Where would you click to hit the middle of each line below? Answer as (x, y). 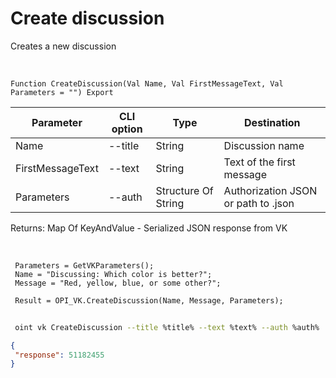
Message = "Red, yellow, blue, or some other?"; (118, 283)
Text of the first (259, 162)
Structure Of (184, 190)
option (127, 129)
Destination (272, 122)
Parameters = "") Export (62, 92)
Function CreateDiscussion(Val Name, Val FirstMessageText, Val (147, 83)
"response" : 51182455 (59, 355)
